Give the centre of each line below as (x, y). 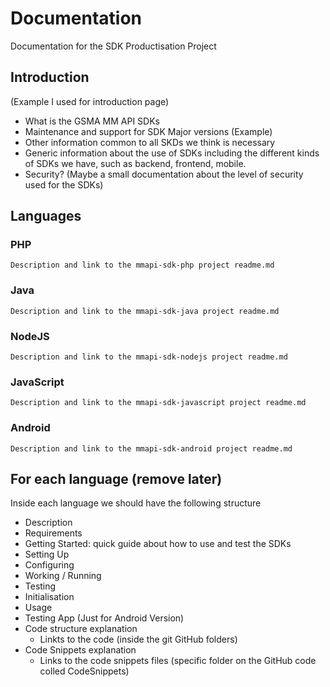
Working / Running (63, 576)
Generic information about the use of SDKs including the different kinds (172, 153)
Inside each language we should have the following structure (136, 503)
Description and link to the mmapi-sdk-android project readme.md (151, 448)
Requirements (53, 533)
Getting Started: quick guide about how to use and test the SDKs (158, 544)
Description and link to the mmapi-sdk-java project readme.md (145, 311)
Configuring (49, 565)
